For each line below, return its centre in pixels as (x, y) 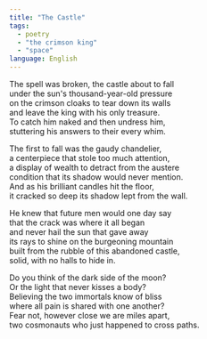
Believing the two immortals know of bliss (86, 296)
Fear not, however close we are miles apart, (90, 315)
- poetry (33, 34)
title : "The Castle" (48, 17)
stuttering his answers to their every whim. (88, 131)
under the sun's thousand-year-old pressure (91, 93)
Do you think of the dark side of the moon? (88, 278)
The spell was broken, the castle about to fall (92, 84)
